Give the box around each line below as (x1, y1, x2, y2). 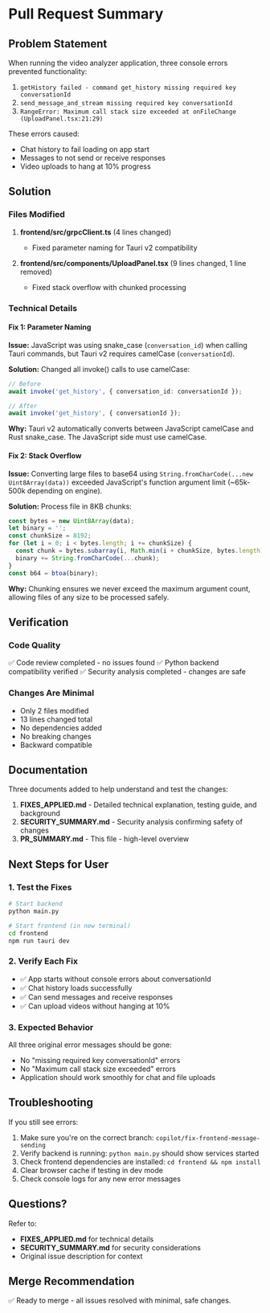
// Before (8, 379, 42, 388)
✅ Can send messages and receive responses (19, 992, 174, 1001)
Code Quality (8, 640, 61, 651)
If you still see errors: (8, 1117, 79, 1127)
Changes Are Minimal (8, 688, 95, 699)
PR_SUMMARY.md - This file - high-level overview (19, 834, 190, 844)
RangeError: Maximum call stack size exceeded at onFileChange (19, 108, 237, 116)
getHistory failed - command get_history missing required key (19, 84, 237, 92)
